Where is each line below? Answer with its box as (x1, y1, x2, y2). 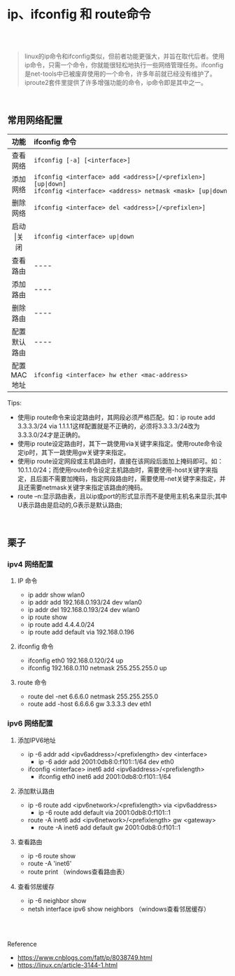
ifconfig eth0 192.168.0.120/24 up (27, 656, 124, 665)
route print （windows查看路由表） (27, 867, 129, 876)
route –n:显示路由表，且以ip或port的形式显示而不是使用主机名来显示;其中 (17, 492, 227, 500)
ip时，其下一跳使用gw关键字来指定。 (23, 448, 130, 456)
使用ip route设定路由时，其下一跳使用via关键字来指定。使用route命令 (17, 439, 217, 447)
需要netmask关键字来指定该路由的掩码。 (29, 483, 147, 492)
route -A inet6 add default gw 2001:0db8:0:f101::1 (38, 823, 180, 832)
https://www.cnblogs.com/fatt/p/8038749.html (17, 953, 152, 961)
